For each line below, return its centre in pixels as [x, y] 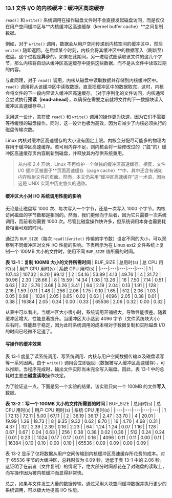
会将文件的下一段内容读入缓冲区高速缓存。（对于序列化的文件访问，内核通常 [85, 93]
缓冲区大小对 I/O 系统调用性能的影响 [43, 196]
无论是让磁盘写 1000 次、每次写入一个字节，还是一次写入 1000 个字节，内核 [85, 208]
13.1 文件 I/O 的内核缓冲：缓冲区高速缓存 [55, 8]
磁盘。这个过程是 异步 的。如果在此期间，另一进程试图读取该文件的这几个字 [84, 57]
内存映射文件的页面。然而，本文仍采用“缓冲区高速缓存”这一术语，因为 [92, 177]
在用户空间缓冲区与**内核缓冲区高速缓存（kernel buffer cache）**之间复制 [84, 27]
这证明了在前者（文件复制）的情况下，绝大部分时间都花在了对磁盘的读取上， [86, 466]
